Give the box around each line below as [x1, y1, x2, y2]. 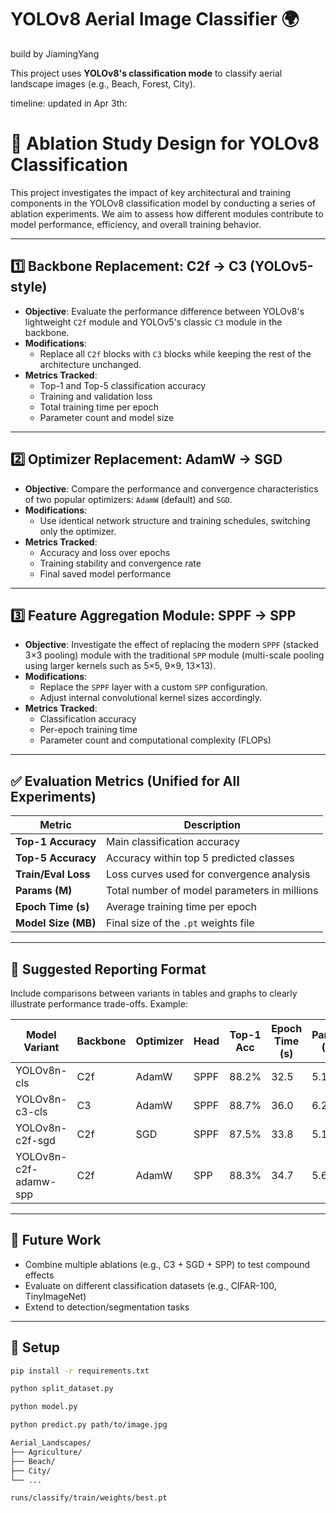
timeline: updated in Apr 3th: [10, 97, 128, 109]
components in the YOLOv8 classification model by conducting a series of [10, 197, 316, 209]
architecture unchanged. [39, 358, 142, 370]
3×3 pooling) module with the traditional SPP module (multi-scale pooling [24, 649, 325, 661]
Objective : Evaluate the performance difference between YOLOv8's [24, 305, 305, 317]
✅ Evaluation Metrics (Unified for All [10, 772, 240, 790]
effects [24, 1269, 55, 1281]
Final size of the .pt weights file [106, 916, 255, 930]
